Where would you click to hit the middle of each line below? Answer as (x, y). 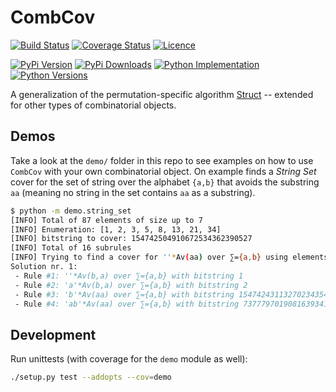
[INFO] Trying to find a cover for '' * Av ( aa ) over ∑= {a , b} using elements (169, 257)
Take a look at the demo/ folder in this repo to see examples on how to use (162, 160)
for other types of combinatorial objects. (93, 105)
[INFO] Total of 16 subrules (71, 248)
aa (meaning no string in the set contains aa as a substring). (133, 192)
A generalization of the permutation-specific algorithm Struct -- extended (162, 94)
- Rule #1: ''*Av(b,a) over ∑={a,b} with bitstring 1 (129, 276)
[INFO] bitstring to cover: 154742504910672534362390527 (131, 239)
